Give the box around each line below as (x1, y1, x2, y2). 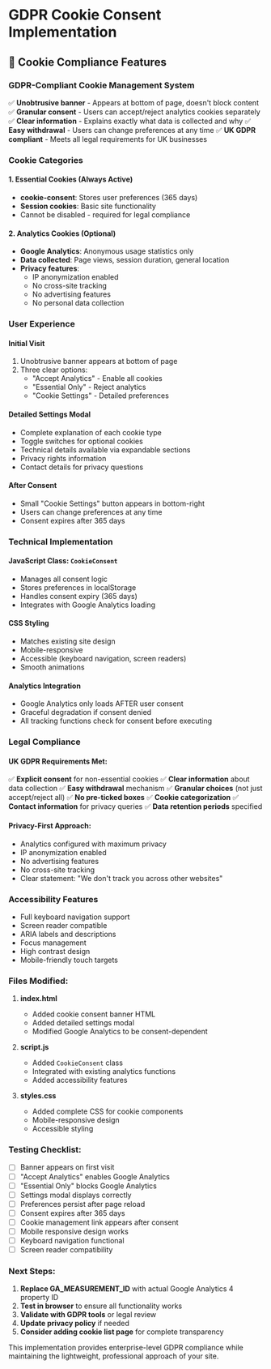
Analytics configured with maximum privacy (19, 839, 167, 849)
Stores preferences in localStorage (19, 582, 137, 593)
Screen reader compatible (19, 920, 108, 930)
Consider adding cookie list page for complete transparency (19, 1327, 224, 1337)
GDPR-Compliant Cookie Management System (8, 79, 196, 91)
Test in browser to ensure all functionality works (19, 1301, 183, 1311)
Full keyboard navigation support (19, 912, 130, 922)
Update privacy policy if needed (19, 1319, 129, 1328)
